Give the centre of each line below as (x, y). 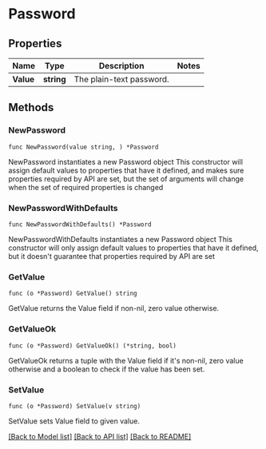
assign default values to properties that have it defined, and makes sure (126, 170)
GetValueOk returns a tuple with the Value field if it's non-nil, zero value (126, 360)
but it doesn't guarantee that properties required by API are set (112, 256)
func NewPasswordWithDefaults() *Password (80, 224)
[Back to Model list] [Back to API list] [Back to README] (100, 436)
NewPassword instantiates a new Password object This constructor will (126, 161)
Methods (31, 107)
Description (121, 66)
